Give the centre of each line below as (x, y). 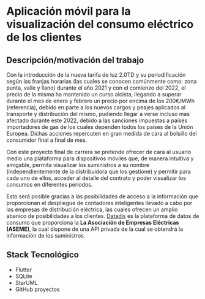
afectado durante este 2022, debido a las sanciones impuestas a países (97, 120)
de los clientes (44, 37)
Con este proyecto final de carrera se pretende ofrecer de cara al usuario (99, 152)
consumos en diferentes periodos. (50, 184)
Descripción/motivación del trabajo (75, 60)
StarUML (26, 282)
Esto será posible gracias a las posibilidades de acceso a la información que (102, 196)
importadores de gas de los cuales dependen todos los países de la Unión (100, 127)
